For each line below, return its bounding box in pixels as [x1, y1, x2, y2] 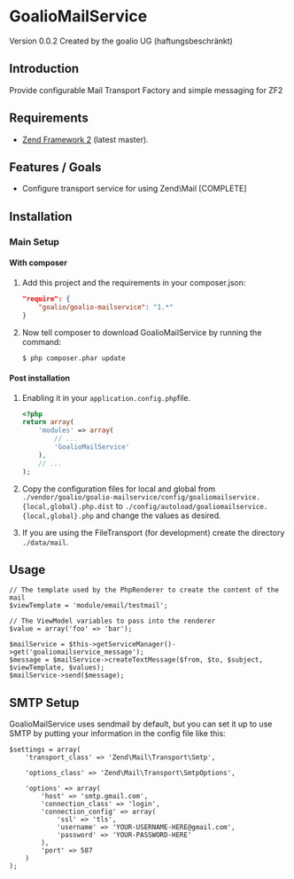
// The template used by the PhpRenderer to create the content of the [9, 585, 279, 595]
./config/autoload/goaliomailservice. [125, 502, 268, 511]
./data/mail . [21, 537, 69, 547]
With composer [9, 257, 68, 268]
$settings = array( [9, 745, 81, 755]
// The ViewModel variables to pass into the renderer [9, 616, 216, 626]
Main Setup [9, 235, 60, 247]
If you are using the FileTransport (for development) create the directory [21, 527, 285, 538]
